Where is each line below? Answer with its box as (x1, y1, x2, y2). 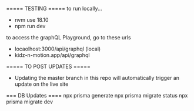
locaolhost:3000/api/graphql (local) (14, 45, 101, 52)
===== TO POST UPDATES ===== (6, 63, 91, 70)
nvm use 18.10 (14, 16, 49, 23)
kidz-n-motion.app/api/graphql (14, 52, 90, 58)
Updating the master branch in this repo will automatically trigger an (14, 75, 180, 81)
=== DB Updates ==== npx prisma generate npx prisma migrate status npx (6, 92, 188, 99)
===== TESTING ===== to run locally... (6, 5, 103, 12)
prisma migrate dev (6, 98, 53, 105)
